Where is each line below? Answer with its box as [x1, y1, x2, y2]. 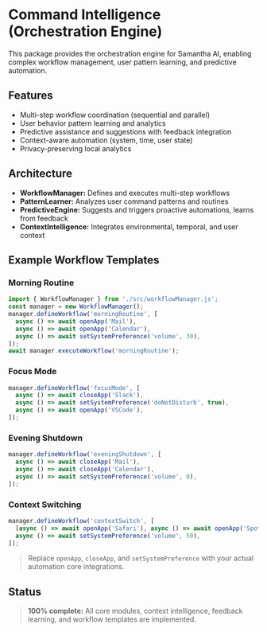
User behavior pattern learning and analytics [19, 118, 166, 128]
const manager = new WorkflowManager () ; [8, 302, 145, 311]
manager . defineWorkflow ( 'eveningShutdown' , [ [8, 451, 161, 458]
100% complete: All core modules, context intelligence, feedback [27, 607, 243, 616]
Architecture [8, 167, 73, 181]
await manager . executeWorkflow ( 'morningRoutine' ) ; [8, 347, 180, 355]
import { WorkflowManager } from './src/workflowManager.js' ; [8, 295, 219, 303]
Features [8, 89, 53, 103]
